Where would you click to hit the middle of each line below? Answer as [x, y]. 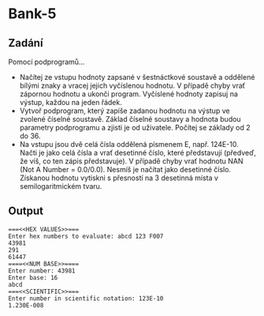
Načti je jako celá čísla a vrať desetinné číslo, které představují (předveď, [138, 152]
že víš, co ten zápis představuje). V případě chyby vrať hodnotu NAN [131, 161]
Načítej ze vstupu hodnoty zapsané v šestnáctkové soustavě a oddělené [137, 77]
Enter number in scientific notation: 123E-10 [86, 298]
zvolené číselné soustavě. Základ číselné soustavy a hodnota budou [130, 119]
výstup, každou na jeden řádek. [71, 102]
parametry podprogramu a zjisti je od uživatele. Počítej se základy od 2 [135, 128]
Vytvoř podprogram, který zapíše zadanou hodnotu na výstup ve [125, 111]
